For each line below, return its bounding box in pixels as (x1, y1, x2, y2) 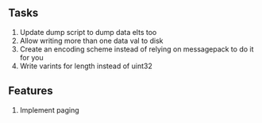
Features (8, 84, 53, 98)
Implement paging (19, 105, 79, 114)
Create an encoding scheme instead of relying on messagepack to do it (19, 44, 254, 54)
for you (19, 52, 44, 62)
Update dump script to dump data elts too (19, 27, 157, 37)
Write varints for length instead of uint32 (19, 61, 152, 71)
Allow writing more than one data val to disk (19, 36, 164, 45)
